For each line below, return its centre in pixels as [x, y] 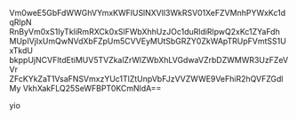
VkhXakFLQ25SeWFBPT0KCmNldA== [92, 88]
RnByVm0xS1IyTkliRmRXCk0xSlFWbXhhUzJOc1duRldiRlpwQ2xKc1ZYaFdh [144, 32]
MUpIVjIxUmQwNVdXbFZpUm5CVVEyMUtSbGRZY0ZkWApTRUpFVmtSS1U [148, 41]
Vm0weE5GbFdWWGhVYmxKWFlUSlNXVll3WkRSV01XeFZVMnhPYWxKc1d [148, 13]
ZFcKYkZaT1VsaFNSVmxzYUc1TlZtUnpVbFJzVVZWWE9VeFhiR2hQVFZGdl [146, 79]
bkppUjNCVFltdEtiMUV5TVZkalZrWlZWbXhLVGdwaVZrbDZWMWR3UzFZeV [149, 60]
